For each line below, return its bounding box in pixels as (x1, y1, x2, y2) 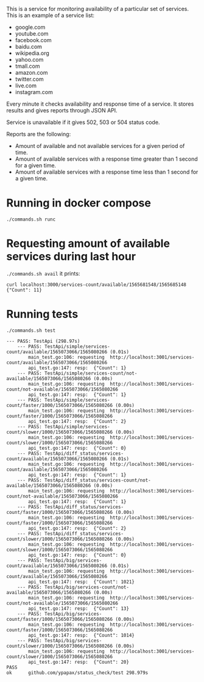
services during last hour (6, 250, 136, 263)
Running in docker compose (6, 196, 151, 210)
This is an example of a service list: (6, 12, 94, 19)
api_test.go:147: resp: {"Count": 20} (28, 659, 130, 665)
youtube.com (15, 30, 49, 37)
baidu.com (15, 43, 43, 50)
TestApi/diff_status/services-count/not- (44, 477, 151, 483)
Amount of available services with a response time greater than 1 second (15, 155, 198, 163)
